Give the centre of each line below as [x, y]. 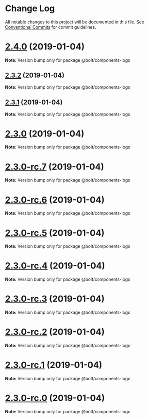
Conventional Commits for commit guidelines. [50, 27]
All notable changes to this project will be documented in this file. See [75, 22]
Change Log [30, 8]
